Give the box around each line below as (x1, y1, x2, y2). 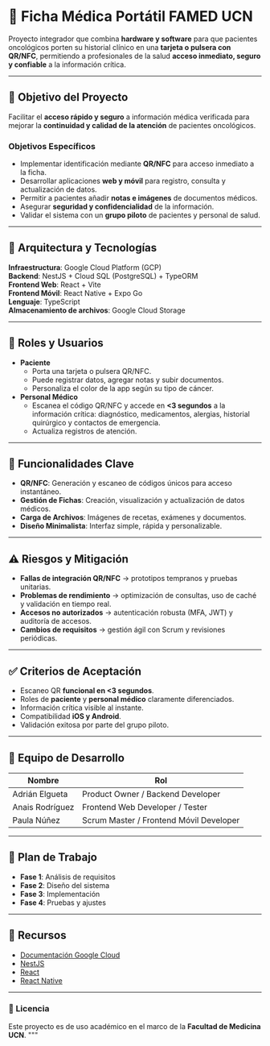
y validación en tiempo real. (19, 600, 112, 609)
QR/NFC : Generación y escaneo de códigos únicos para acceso (19, 479, 233, 488)
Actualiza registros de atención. (31, 426, 137, 436)
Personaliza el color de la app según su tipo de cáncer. (31, 383, 215, 393)
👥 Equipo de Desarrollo (8, 751, 125, 765)
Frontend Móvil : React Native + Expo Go (8, 288, 143, 297)
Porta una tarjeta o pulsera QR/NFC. (31, 366, 152, 376)
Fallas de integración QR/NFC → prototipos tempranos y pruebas (19, 574, 238, 583)
